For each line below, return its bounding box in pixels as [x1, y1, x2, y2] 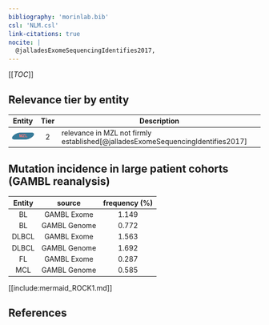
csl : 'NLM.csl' [8, 21, 59, 30]
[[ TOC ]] [8, 70, 34, 79]
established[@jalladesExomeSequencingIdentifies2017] [61, 136, 247, 146]
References [8, 306, 67, 319]
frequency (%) [102, 198, 154, 207]
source [57, 198, 82, 207]
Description [139, 116, 180, 126]
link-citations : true [8, 30, 81, 38]
